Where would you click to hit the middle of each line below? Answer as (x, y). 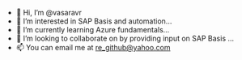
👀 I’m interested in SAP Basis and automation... (94, 21)
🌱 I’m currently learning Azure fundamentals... (93, 30)
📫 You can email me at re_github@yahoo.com (93, 47)
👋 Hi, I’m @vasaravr (49, 13)
